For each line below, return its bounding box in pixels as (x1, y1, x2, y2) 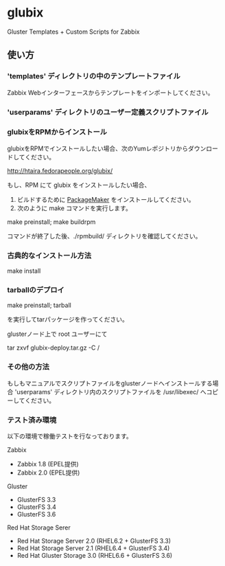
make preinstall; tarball (7, 301, 72, 310)
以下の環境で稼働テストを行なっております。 (7, 432, 132, 440)
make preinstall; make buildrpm (7, 218, 96, 226)
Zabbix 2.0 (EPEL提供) (16, 468, 80, 477)
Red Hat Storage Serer (7, 523, 71, 532)
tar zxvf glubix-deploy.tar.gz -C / (7, 343, 100, 352)
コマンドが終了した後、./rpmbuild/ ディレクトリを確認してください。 (7, 231, 202, 240)
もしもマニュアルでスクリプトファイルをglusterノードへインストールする (7, 379, 213, 387)
